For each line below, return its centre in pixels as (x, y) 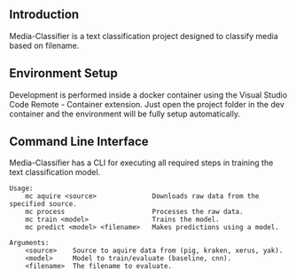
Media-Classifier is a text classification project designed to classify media (144, 36)
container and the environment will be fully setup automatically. (125, 114)
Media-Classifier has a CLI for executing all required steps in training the (141, 163)
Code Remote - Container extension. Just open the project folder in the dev (147, 104)
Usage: (21, 189)
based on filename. (44, 45)
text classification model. (55, 172)
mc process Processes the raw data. (134, 212)
